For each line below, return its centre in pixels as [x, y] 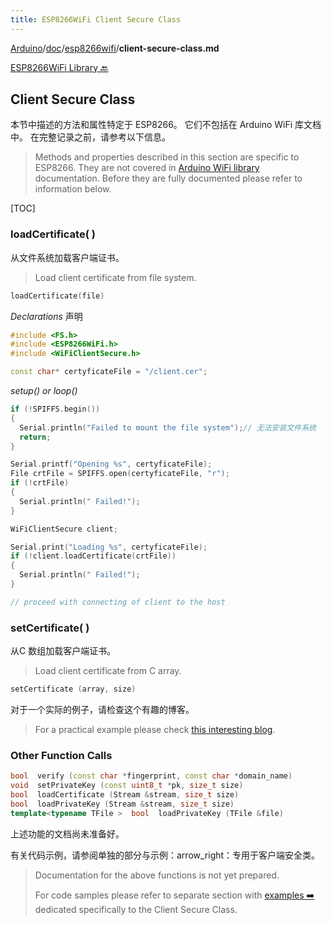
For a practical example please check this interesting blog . [155, 730]
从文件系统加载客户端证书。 [67, 257]
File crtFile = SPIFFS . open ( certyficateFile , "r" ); [120, 474]
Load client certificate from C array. [108, 671]
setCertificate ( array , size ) [73, 689]
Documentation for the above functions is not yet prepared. [157, 875]
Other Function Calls [61, 755]
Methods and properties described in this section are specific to [167, 157]
